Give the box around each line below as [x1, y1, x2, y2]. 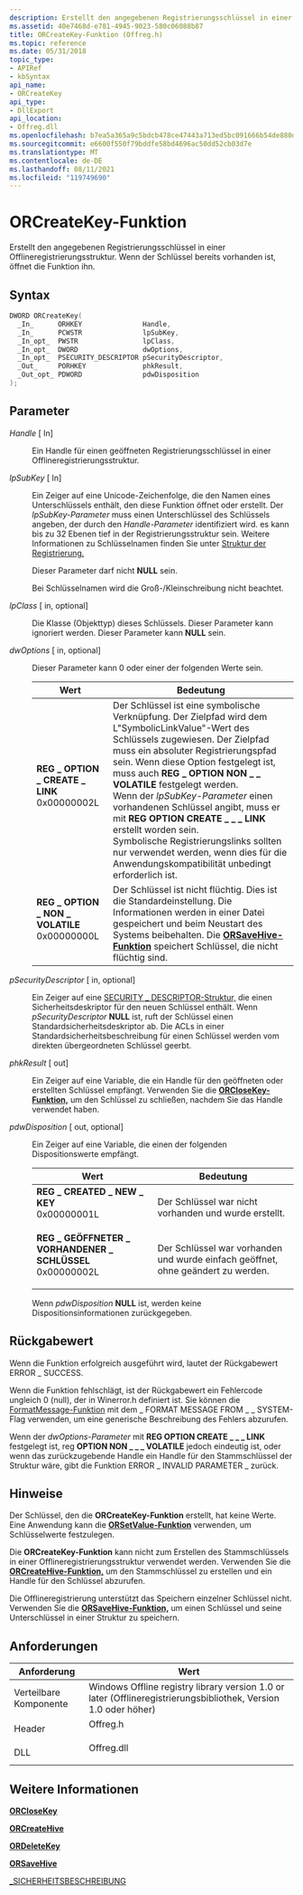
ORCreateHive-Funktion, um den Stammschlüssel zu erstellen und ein [9, 1566, 272, 1577]
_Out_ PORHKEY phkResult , [17, 362, 183, 371]
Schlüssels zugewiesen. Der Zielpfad [112, 733, 270, 745]
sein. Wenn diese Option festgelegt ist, [112, 755, 277, 768]
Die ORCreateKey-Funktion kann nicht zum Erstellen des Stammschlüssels [9, 1547, 289, 1558]
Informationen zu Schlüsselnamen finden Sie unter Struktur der [32, 537, 267, 548]
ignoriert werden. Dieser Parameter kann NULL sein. [32, 627, 226, 638]
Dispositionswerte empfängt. [32, 1148, 140, 1159]
